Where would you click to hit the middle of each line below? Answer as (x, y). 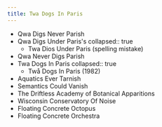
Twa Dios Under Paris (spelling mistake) (86, 48)
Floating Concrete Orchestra (59, 116)
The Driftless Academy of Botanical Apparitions (86, 93)
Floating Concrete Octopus (56, 108)
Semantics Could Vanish (53, 86)
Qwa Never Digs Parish (51, 56)
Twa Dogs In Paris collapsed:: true (67, 63)
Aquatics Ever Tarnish (49, 79)
